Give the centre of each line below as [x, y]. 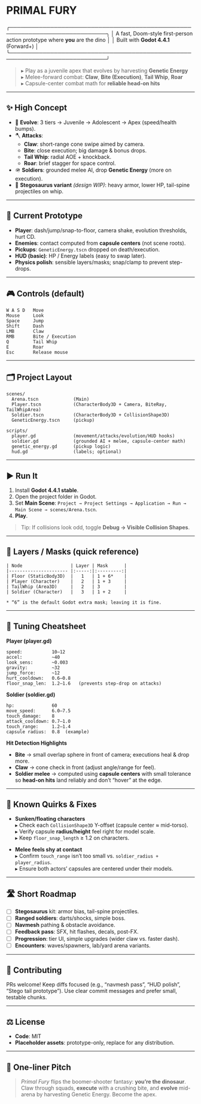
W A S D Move [25, 310]
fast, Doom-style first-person [157, 33]
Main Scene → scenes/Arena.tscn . [56, 509]
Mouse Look [25, 316]
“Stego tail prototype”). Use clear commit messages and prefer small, [92, 991]
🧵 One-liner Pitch [39, 1067]
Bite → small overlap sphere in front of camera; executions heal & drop [102, 754]
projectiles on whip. [39, 191]
